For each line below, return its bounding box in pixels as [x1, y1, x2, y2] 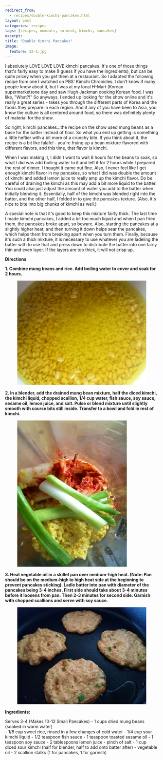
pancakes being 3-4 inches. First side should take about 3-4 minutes [5, 587, 147, 593]
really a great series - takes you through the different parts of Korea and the [5, 99, 157, 105]
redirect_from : [5, 8, 36, 13]
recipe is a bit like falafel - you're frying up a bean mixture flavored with [5, 139, 148, 146]
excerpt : [5, 34, 23, 39]
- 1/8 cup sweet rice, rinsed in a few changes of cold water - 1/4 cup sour [5, 729, 152, 735]
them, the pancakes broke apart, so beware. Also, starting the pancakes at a [5, 221, 158, 227]
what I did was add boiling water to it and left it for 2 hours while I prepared [5, 159, 156, 165]
